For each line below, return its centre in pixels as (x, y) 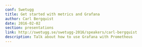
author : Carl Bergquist (29, 19)
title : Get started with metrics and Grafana (52, 14)
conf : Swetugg (20, 10)
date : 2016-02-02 (23, 23)
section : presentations (29, 28)
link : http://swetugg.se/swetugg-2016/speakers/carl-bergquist (71, 32)
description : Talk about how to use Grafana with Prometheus (69, 37)
